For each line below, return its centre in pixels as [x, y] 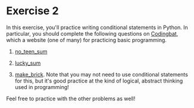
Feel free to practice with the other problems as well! [71, 99]
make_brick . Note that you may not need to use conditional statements [101, 74]
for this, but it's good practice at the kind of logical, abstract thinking [99, 81]
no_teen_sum [31, 51]
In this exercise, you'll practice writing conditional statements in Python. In [97, 27]
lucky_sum [28, 63]
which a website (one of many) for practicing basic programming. [86, 40]
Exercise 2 [32, 11]
